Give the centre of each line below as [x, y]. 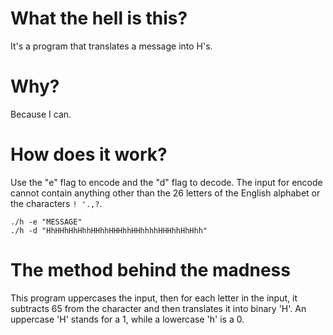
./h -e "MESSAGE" [46, 222]
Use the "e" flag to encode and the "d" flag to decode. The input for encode [166, 182]
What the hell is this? [99, 18]
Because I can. [41, 114]
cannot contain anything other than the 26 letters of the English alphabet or [165, 193]
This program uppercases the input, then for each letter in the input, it [154, 298]
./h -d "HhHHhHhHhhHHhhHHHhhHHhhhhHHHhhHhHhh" [109, 230]
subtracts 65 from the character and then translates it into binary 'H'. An [158, 308]
